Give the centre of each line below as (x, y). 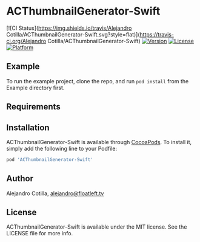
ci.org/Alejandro (26, 41)
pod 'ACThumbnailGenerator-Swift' (50, 159)
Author (20, 178)
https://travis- (157, 34)
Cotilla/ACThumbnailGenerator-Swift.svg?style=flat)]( (73, 34)
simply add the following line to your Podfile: (62, 148)
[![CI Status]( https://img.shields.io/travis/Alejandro (69, 28)
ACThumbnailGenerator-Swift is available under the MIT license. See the (97, 227)
